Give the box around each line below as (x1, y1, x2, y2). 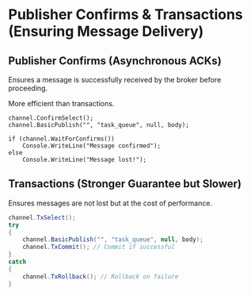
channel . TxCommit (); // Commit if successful (22, 243, 176, 251)
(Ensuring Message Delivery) (8, 22, 204, 40)
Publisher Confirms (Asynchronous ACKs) (8, 54, 222, 67)
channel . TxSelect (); (8, 213, 77, 221)
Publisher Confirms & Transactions (8, 6, 243, 24)
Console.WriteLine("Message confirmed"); (22, 142, 161, 150)
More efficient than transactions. (8, 99, 115, 108)
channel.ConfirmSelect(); (8, 114, 93, 122)
